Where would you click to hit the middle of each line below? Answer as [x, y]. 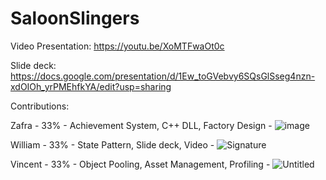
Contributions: [40, 106]
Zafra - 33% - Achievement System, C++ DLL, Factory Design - [141, 125]
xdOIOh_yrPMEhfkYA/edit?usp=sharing [91, 86]
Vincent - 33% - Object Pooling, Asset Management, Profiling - [140, 164]
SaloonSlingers [75, 18]
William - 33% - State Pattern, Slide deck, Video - [112, 144]
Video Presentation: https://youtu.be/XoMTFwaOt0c [117, 46]
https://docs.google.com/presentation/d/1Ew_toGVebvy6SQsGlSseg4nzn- [163, 76]
